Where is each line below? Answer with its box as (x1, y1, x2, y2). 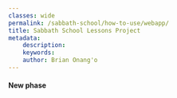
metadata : (8, 33, 41, 42)
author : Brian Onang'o (22, 57, 98, 65)
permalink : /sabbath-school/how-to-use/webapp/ (8, 19, 170, 27)
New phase (8, 80, 46, 90)
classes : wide (8, 11, 56, 20)
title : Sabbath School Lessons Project (8, 26, 141, 34)
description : (22, 41, 66, 49)
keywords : (22, 49, 56, 57)
